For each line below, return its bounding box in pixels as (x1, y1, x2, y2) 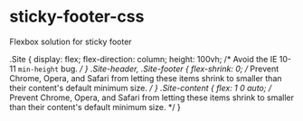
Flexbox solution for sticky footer (9, 36, 133, 47)
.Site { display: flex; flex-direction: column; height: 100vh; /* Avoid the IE (9, 53, 278, 64)
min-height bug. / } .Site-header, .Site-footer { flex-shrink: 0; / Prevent (17, 63, 279, 74)
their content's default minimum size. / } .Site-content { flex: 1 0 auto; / (9, 82, 272, 93)
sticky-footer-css (9, 6, 145, 27)
